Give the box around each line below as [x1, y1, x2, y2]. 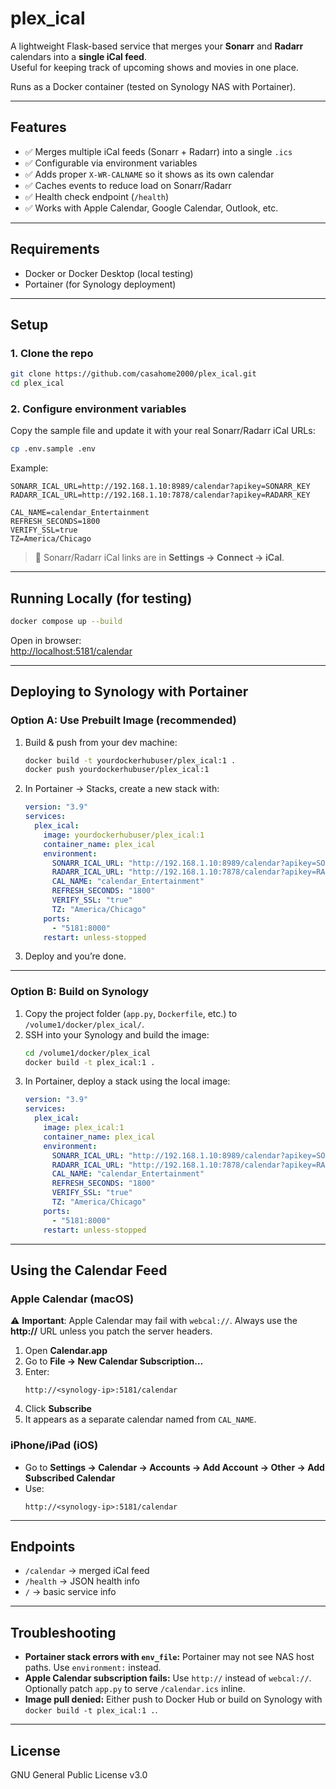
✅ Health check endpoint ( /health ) [24, 190, 170, 202]
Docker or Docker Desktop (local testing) [24, 267, 194, 279]
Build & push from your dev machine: [24, 736, 178, 748]
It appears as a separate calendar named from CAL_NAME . [24, 1413, 257, 1426]
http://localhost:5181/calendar [10, 645, 133, 657]
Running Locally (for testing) [10, 590, 193, 607]
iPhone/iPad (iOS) [10, 1438, 99, 1452]
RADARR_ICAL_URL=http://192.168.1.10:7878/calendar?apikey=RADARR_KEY [10, 490, 311, 501]
